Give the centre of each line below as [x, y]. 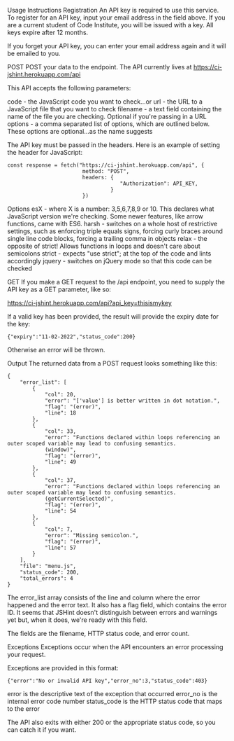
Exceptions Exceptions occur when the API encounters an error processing [115, 647]
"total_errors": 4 [46, 579]
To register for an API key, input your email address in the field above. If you [116, 18]
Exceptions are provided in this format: [63, 668]
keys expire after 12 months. [48, 32]
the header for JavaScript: [45, 152]
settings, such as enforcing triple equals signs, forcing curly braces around [115, 231]
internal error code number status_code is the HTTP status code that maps [115, 701]
